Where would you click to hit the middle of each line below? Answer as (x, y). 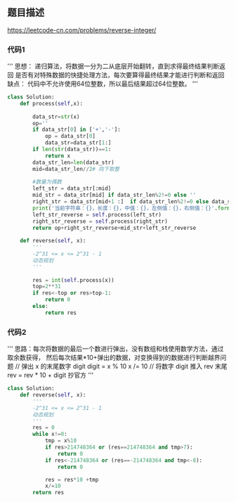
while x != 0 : (50, 435)
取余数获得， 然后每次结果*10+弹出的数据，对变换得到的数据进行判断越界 (114, 358)
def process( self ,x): (51, 103)
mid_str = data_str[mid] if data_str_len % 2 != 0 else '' (114, 195)
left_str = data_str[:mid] (72, 188)
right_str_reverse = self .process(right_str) (100, 221)
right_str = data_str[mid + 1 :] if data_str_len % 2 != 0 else (121, 202)
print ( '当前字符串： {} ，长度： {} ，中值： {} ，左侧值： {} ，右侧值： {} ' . (125, 208)
